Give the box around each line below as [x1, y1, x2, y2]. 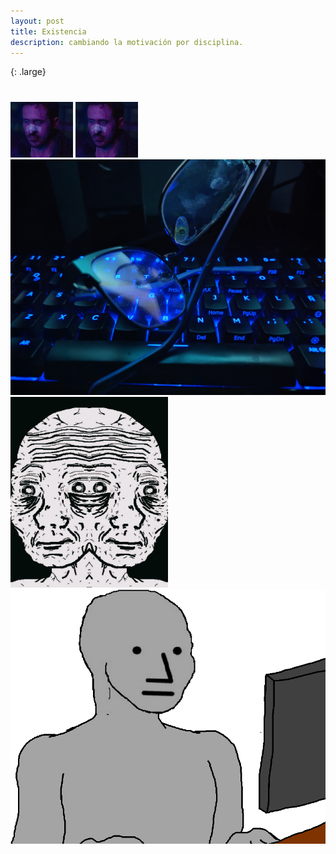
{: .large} [10, 66, 47, 78]
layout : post [10, 16, 65, 26]
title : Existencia [10, 26, 87, 37]
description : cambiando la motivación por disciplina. [10, 37, 244, 47]
